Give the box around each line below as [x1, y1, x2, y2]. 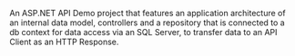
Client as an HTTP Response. [9, 36, 119, 47]
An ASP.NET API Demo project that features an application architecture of [9, 8, 286, 18]
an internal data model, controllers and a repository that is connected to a [9, 17, 285, 28]
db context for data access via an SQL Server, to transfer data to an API [9, 27, 278, 37]
